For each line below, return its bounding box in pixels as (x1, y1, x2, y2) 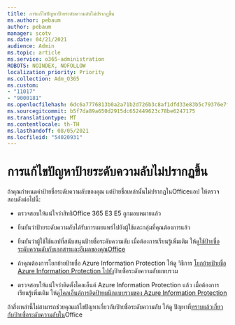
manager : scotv (7, 29, 52, 37)
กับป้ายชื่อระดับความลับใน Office (7, 310, 83, 319)
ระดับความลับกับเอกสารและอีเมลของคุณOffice (17, 245, 126, 254)
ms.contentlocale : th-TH (7, 120, 80, 128)
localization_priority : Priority (7, 68, 105, 75)
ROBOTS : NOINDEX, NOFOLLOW (7, 62, 86, 69)
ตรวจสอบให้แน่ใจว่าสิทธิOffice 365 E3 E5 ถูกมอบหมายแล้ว (17, 209, 162, 217)
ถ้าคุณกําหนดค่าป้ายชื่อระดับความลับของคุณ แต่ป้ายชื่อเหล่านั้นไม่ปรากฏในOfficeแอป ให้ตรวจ (7, 187, 220, 196)
